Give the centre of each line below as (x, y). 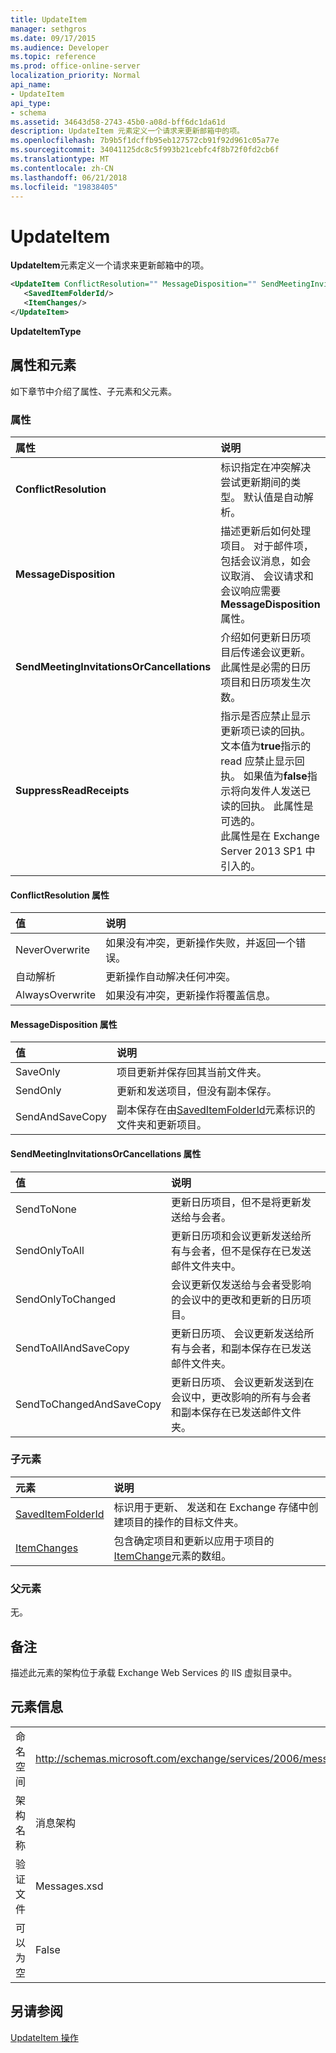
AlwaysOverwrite (56, 995)
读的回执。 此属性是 (267, 806)
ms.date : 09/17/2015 (53, 38)
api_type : (31, 103)
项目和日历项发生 (261, 682)
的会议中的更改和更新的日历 (236, 1299)
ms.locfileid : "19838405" (64, 187)
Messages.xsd (69, 1886)
